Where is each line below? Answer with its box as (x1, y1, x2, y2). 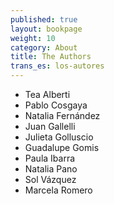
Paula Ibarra (24, 152, 76, 164)
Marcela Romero (24, 184, 93, 196)
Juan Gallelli (24, 121, 76, 132)
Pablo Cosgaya (24, 99, 88, 111)
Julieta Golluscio (24, 131, 94, 143)
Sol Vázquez (24, 174, 77, 185)
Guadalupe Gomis (24, 142, 100, 153)
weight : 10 (10, 33, 56, 43)
